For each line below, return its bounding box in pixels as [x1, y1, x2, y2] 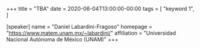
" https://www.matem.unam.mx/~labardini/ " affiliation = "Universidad [6, 29, 177, 37]
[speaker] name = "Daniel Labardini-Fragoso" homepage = [6, 23, 152, 30]
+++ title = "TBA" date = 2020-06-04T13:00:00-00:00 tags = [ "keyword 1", [6, 5, 195, 12]
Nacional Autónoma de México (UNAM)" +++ [6, 36, 119, 43]
